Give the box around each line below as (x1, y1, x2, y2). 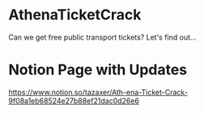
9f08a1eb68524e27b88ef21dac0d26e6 (8, 95, 140, 106)
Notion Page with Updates (8, 61, 188, 79)
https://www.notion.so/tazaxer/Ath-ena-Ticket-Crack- (8, 87, 189, 97)
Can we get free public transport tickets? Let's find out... (8, 32, 197, 42)
